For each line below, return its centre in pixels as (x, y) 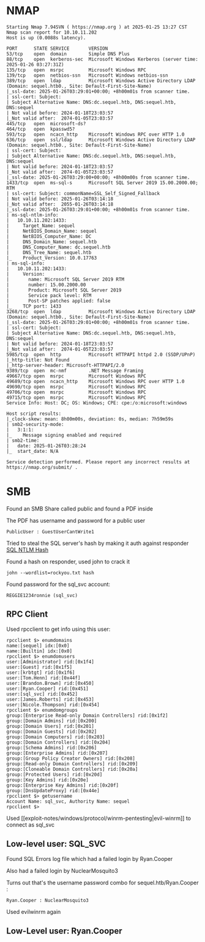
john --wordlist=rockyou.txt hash (50, 573)
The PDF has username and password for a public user (76, 520)
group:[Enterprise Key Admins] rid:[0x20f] (63, 785)
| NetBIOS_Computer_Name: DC (49, 236)
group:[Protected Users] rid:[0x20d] (54, 774)
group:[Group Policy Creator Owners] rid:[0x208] (71, 759)
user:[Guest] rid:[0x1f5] (39, 667)
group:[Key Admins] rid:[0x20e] (47, 780)
